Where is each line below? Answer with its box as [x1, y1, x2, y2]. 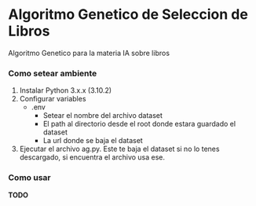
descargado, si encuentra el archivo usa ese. [19, 153, 166, 162]
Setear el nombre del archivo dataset [42, 111, 163, 120]
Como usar [8, 172, 51, 183]
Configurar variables [19, 94, 86, 104]
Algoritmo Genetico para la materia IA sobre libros [8, 48, 170, 57]
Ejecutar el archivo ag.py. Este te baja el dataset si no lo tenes [19, 144, 220, 154]
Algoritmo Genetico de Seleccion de [8, 6, 249, 24]
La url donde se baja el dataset [42, 136, 143, 145]
